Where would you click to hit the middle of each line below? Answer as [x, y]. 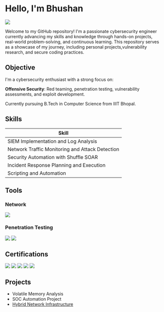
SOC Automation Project [37, 299]
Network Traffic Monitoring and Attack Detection [63, 149]
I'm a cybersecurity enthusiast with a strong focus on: [59, 79]
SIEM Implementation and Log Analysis [52, 141]
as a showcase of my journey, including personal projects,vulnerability [76, 47]
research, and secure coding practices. [45, 52]
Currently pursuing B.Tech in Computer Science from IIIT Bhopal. [70, 104]
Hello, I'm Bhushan [44, 9]
